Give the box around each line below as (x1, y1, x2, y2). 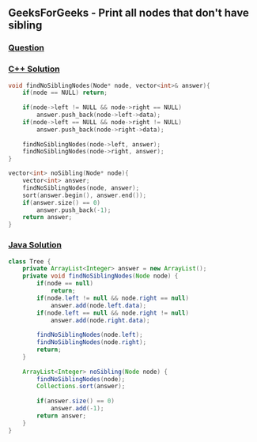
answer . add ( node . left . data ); (50, 301, 147, 309)
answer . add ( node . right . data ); (50, 316, 150, 324)
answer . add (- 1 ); (50, 405, 104, 413)
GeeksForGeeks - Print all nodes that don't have (8, 6, 249, 20)
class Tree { (8, 257, 51, 266)
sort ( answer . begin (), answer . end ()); (22, 191, 147, 199)
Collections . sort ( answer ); (36, 383, 126, 391)
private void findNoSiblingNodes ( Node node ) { (22, 272, 179, 280)
